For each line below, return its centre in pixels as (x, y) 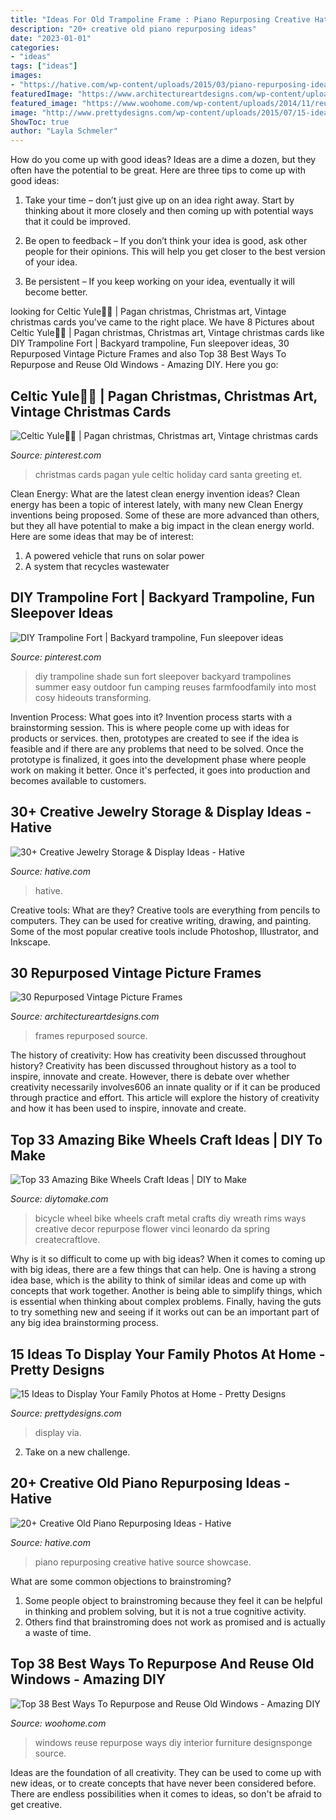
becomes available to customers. (78, 780)
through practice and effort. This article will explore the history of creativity (165, 1098)
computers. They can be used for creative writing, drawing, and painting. (161, 920)
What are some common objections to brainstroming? (121, 1581)
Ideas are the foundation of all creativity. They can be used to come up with (166, 1772)
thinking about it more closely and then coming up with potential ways (169, 211)
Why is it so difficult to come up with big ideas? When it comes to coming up (168, 1259)
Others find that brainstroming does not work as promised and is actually (175, 1622)
